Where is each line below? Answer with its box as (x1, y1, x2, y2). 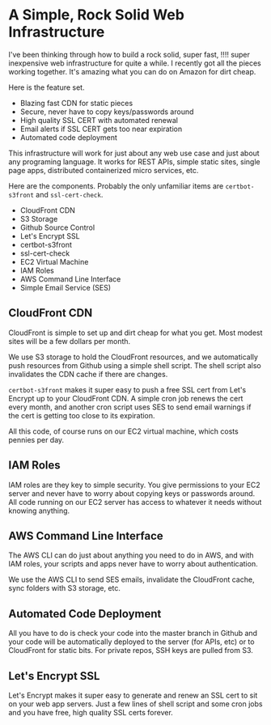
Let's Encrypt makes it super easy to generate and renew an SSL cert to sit (8, 690, 258, 700)
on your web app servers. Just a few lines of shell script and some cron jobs (8, 699, 263, 709)
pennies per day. (8, 435, 65, 444)
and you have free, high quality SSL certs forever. (8, 708, 174, 717)
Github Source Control (19, 223, 95, 232)
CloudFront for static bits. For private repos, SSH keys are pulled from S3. (8, 646, 253, 655)
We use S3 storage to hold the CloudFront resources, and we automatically (8, 352, 259, 362)
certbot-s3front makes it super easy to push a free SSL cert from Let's (8, 384, 247, 394)
